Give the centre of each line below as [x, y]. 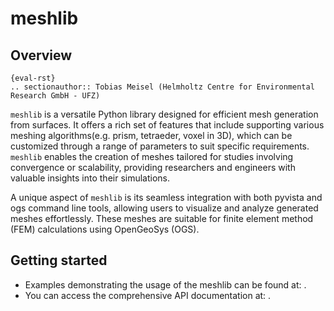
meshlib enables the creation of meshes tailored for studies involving [152, 156]
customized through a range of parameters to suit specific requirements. [160, 146]
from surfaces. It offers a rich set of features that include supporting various [167, 125]
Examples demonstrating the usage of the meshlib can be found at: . [165, 284]
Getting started [59, 260]
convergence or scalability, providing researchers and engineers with [153, 167]
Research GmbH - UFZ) [55, 96]
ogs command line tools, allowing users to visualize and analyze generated [164, 208]
